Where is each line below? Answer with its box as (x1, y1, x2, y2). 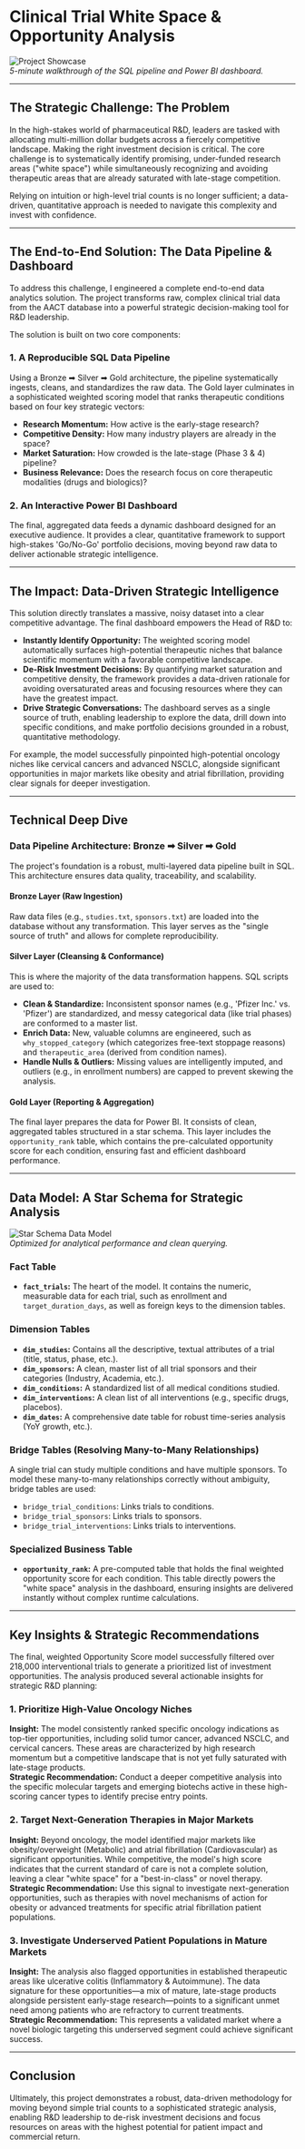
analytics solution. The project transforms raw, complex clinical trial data (9, 292, 280, 303)
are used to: (9, 981, 54, 992)
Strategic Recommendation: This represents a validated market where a (9, 2014, 281, 2025)
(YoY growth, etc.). (22, 1420, 93, 1431)
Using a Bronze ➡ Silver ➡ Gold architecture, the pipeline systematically (9, 372, 279, 383)
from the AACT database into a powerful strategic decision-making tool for (9, 301, 290, 312)
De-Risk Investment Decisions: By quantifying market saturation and (22, 663, 283, 674)
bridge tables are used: (9, 1483, 97, 1494)
